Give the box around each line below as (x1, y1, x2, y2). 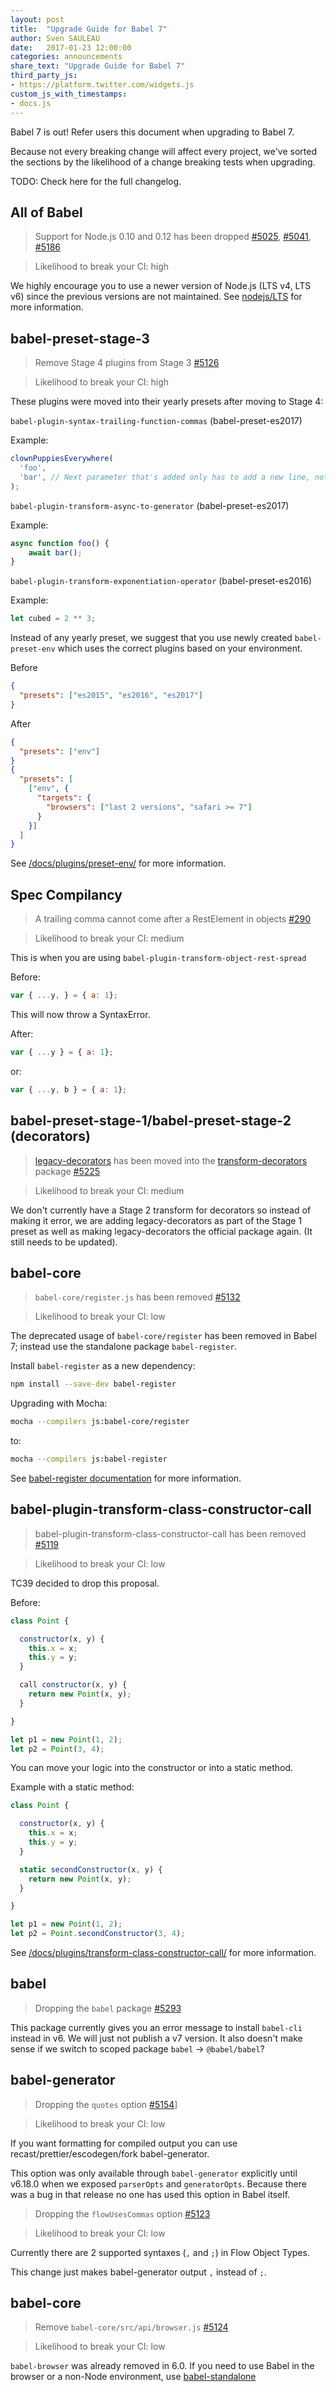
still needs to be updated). (10, 1236, 118, 1248)
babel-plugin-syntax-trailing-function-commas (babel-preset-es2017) (10, 415, 303, 427)
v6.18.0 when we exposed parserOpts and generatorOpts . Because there (10, 2177, 307, 2190)
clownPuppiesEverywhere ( (10, 454, 114, 464)
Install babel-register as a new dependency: (10, 1360, 196, 1372)
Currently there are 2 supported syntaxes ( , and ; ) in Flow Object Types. (10, 2246, 311, 2258)
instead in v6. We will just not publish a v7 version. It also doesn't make (10, 2032, 303, 2044)
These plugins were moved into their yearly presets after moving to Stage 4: (10, 396, 324, 408)
